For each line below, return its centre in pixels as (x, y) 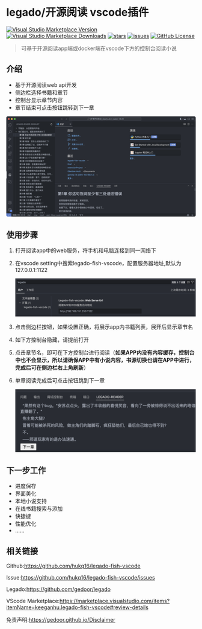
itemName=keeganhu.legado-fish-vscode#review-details (78, 607)
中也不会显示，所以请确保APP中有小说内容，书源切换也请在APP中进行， (105, 360)
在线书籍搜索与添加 (39, 509)
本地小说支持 (31, 501)
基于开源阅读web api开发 (46, 84)
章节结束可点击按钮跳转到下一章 (54, 107)
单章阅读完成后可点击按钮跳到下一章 (60, 380)
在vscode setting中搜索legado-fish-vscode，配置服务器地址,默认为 (98, 264)
